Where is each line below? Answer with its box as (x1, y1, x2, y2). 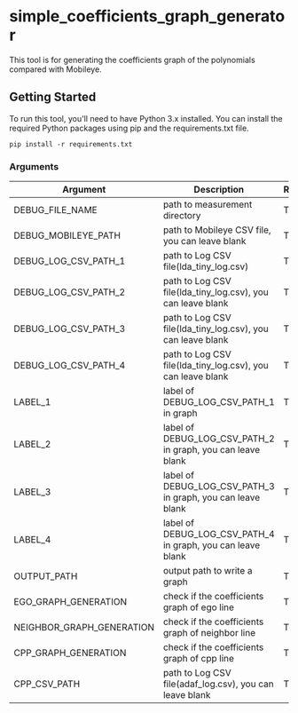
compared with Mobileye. (9, 64, 102, 75)
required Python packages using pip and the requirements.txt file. (9, 123, 250, 133)
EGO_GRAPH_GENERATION (13, 596, 127, 608)
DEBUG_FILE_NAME (13, 204, 98, 217)
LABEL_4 (13, 534, 51, 546)
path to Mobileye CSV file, (162, 224, 272, 236)
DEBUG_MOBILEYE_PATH (13, 229, 122, 242)
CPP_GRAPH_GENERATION (13, 646, 127, 659)
